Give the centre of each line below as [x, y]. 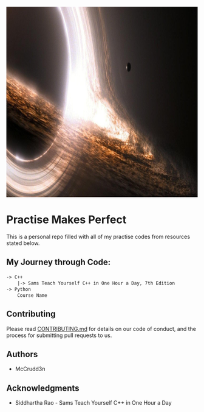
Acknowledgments [43, 388]
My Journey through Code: [59, 262]
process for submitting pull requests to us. [59, 335]
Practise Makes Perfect [66, 220]
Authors [22, 354]
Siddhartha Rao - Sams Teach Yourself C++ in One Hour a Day [93, 403]
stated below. [23, 243]
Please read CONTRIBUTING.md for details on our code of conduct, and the [101, 329]
